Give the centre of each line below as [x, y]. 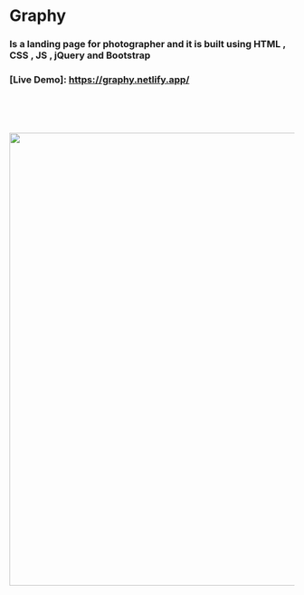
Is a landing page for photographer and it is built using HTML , [148, 44]
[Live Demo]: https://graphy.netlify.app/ [100, 80]
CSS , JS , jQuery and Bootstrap [80, 55]
